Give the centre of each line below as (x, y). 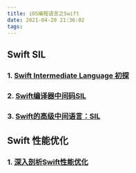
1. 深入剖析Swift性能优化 (48, 162)
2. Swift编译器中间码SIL (47, 95)
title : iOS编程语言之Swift (43, 13)
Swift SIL (27, 54)
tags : (15, 26)
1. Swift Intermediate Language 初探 (68, 75)
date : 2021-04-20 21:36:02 (46, 20)
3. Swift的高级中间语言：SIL (54, 116)
